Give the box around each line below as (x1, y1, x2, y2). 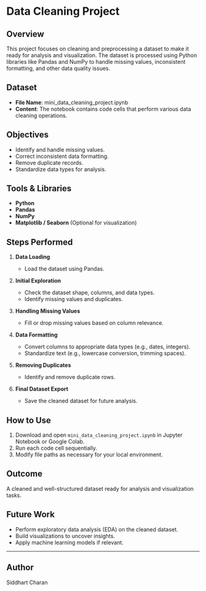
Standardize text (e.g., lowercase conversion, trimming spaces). (24, 350, 186, 357)
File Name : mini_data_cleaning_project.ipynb (15, 98, 129, 106)
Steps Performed (6, 237, 74, 247)
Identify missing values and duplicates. (24, 295, 123, 303)
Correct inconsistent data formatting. (15, 152, 109, 160)
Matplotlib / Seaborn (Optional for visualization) (15, 219, 137, 227)
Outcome (6, 469, 43, 479)
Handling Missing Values (15, 307, 81, 315)
